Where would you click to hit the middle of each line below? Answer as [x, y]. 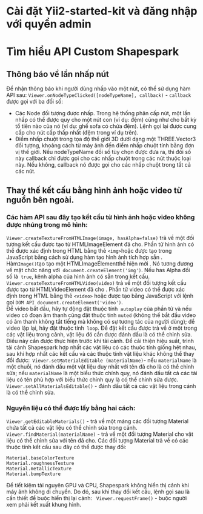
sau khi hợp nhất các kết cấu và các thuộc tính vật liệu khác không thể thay [101, 353]
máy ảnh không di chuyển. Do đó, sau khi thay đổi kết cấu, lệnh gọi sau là [98, 492]
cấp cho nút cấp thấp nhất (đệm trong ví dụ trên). [77, 133]
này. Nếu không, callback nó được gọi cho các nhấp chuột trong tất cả [103, 165]
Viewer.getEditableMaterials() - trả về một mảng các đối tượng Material [98, 421]
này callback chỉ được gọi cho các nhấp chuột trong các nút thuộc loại [103, 158]
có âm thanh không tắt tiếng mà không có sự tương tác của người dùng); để [101, 321]
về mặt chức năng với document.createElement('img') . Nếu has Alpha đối [98, 270]
